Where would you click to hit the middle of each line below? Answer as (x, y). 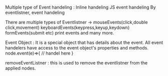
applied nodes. (21, 68)
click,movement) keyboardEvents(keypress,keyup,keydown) (67, 27)
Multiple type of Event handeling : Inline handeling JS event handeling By (81, 7)
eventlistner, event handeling (35, 12)
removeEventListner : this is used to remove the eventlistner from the (76, 63)
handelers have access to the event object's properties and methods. (77, 48)
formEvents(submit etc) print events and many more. (60, 33)
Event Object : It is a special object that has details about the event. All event (84, 42)
